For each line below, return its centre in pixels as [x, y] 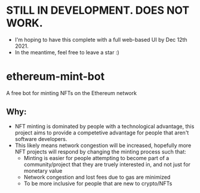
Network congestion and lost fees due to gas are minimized [97, 177]
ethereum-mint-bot [56, 77]
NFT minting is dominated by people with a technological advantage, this [104, 126]
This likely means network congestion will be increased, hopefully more [103, 145]
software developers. [41, 139]
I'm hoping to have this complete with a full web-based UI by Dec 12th [101, 39]
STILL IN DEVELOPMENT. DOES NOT [98, 10]
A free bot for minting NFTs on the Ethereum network [72, 93]
